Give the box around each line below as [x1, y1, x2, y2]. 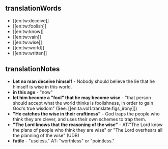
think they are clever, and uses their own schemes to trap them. [12, 116, 147, 122]
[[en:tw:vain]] [12, 34, 42, 40]
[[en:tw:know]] [12, 28, 44, 35]
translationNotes [5, 65, 60, 73]
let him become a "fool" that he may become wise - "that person [12, 94, 151, 101]
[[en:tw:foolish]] [12, 23, 47, 29]
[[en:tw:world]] [12, 44, 44, 50]
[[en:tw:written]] [12, 50, 47, 56]
